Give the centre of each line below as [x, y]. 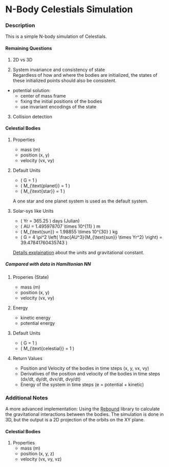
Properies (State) [31, 277]
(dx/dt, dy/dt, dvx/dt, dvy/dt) [50, 379]
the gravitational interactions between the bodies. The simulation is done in [84, 414]
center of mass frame [43, 96]
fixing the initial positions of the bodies [61, 101]
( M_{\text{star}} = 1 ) [43, 191]
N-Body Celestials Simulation [69, 9]
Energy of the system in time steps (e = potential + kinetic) [82, 384]
